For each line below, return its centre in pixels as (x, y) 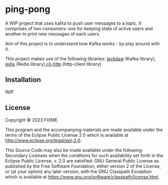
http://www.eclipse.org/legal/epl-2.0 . (43, 140)
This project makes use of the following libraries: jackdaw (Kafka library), (81, 58)
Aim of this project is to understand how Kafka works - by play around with (83, 43)
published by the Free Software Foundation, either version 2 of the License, (83, 166)
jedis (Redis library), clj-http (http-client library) (53, 64)
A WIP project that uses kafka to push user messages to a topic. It (73, 23)
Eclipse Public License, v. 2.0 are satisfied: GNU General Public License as (82, 161)
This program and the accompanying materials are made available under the (84, 130)
